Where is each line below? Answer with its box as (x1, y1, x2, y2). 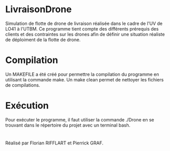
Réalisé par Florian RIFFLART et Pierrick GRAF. (5, 140, 104, 146)
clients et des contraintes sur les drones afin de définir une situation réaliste (5, 31, 165, 37)
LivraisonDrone (5, 4, 72, 15)
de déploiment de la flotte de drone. (5, 37, 81, 43)
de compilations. (5, 82, 40, 88)
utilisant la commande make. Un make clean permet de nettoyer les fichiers (5, 76, 164, 82)
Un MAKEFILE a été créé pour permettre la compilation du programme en (5, 71, 159, 77)
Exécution (5, 100, 49, 111)
